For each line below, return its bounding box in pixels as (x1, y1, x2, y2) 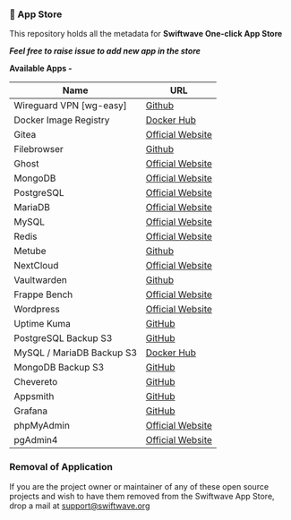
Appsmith (13, 390, 55, 403)
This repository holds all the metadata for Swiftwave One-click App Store (9, 29, 283, 39)
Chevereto (13, 376, 58, 388)
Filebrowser (13, 143, 64, 156)
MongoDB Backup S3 (13, 362, 105, 374)
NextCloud (13, 260, 59, 272)
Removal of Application (9, 461, 114, 473)
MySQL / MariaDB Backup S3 (13, 346, 137, 359)
